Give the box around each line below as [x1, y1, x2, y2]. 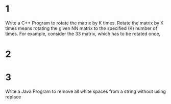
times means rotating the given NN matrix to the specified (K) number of [5, 25, 157, 31]
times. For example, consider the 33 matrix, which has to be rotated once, [5, 30, 161, 37]
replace [5, 94, 21, 100]
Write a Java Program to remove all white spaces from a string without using [5, 88, 166, 94]
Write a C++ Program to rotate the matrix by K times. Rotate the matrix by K [5, 20, 164, 26]
